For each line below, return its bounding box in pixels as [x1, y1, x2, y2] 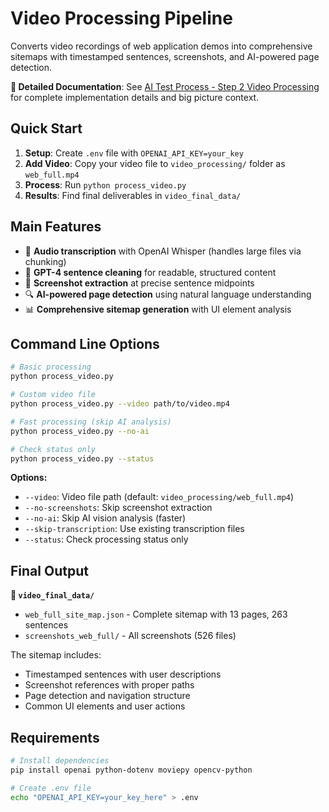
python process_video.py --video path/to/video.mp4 [10, 399, 230, 409]
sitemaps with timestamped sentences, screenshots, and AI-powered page [10, 50, 320, 62]
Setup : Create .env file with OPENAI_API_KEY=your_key [24, 147, 244, 159]
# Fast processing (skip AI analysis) [10, 417, 172, 427]
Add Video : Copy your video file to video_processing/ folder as [24, 157, 286, 169]
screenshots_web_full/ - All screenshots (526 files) [24, 630, 237, 642]
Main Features [10, 218, 102, 236]
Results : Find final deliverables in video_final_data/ [24, 189, 242, 201]
